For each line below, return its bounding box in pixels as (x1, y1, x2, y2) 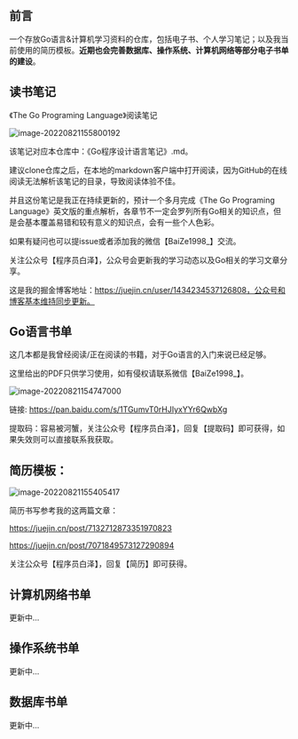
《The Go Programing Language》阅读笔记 (9, 109, 158, 120)
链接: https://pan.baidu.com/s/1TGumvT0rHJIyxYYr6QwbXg (9, 404, 228, 415)
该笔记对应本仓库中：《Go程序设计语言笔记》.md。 (9, 146, 193, 156)
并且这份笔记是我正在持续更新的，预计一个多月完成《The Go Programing (9, 195, 275, 205)
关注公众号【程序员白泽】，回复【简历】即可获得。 (9, 559, 192, 569)
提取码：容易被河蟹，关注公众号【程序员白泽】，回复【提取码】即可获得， (9, 423, 278, 433)
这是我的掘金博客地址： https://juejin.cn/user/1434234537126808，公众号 (9, 284, 278, 295)
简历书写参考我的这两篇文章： (9, 505, 118, 516)
